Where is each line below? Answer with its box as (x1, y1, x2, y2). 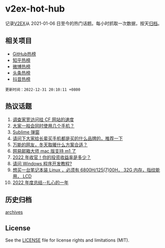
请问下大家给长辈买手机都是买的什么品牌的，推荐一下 (12, 135, 123, 141)
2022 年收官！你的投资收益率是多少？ (12, 154, 92, 160)
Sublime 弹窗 (12, 129, 40, 135)
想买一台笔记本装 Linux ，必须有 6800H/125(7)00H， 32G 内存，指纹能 (12, 167, 160, 173)
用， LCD (12, 173, 32, 179)
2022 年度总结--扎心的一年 (12, 179, 69, 185)
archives (5, 209, 23, 215)
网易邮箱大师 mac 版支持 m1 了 (12, 148, 76, 154)
